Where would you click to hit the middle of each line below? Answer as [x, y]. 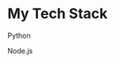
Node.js [20, 50]
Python [19, 35]
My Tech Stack [58, 14]
